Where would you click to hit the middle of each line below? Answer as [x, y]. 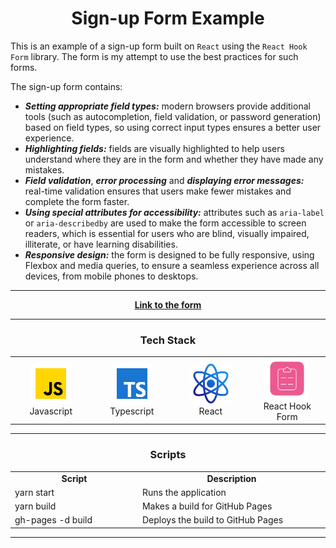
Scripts [168, 455]
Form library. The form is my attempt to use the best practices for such [154, 56]
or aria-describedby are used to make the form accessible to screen [165, 223]
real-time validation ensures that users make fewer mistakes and [158, 191]
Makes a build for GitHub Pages [207, 506]
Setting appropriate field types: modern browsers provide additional [167, 106]
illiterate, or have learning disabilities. [101, 244]
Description [231, 478]
